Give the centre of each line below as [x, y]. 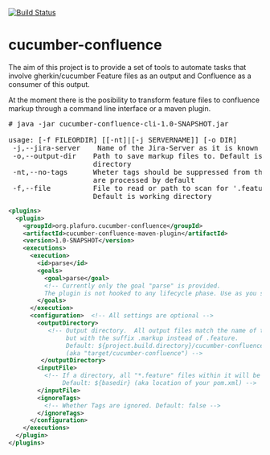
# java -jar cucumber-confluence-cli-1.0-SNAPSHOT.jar [119, 124]
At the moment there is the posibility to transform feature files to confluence [134, 100]
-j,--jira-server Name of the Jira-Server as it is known [135, 148]
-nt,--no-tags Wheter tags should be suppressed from [131, 172]
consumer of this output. [49, 84]
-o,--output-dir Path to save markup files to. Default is [137, 156]
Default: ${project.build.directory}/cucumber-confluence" [166, 345]
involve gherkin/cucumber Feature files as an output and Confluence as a [130, 76]
